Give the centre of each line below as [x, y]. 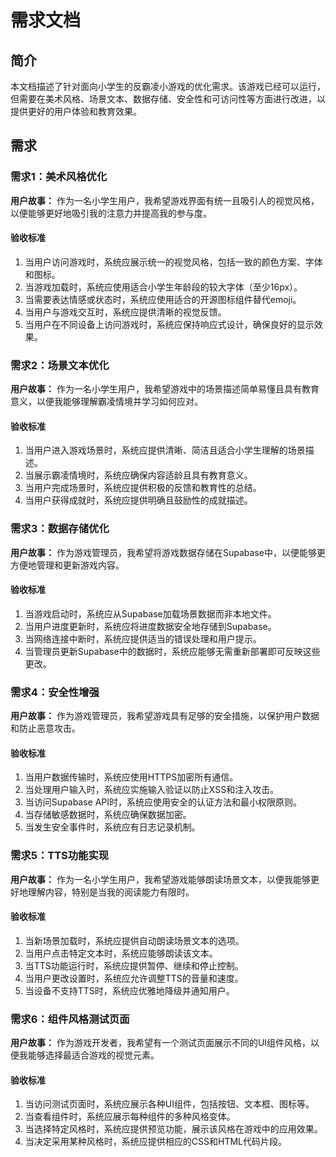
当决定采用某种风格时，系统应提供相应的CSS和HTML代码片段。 [155, 1142]
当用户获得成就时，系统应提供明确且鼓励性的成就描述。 [138, 500]
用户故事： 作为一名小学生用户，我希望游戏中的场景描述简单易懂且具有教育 [165, 389]
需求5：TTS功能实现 [60, 856]
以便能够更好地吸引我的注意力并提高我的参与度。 [111, 213]
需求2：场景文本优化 [60, 365]
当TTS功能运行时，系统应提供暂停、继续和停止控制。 [134, 965]
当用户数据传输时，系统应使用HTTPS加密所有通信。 [131, 777]
